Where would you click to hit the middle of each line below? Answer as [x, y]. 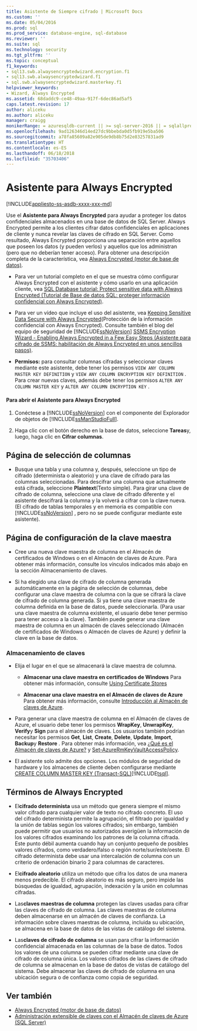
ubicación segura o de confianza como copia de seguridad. [86, 978]
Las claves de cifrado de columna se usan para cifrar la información [97, 940]
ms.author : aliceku [30, 115]
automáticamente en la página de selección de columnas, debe [91, 588]
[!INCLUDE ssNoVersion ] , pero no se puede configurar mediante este [98, 513]
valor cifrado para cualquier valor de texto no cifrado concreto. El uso [98, 812]
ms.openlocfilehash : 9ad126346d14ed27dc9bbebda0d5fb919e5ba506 [85, 132]
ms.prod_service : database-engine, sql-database [67, 33]
